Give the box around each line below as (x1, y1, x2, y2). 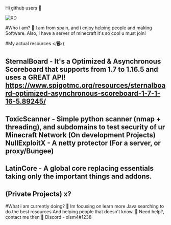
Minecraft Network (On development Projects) (5, 131, 156, 139)
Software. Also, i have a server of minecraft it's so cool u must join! (5, 30, 146, 36)
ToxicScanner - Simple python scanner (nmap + (5, 114, 161, 123)
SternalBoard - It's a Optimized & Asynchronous (5, 57, 161, 66)
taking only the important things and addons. (5, 172, 152, 181)
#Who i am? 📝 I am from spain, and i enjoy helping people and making (5, 25, 152, 31)
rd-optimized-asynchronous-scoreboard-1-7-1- (5, 89, 161, 98)
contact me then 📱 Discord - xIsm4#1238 (5, 214, 92, 220)
